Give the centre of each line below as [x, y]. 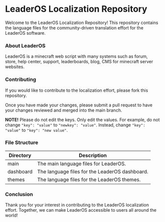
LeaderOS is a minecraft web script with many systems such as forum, [77, 56]
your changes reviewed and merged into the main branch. [64, 110]
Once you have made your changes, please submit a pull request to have [79, 105]
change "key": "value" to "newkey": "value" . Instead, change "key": [75, 125]
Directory [20, 155]
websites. [15, 67]
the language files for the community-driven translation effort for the [74, 27]
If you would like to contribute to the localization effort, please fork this [77, 90]
